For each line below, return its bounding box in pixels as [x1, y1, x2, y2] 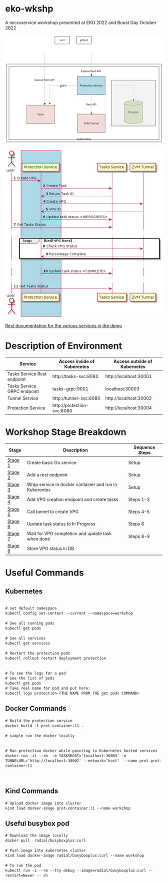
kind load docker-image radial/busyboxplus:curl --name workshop [5, 853, 144, 858]
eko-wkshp [5, 3, 53, 14]
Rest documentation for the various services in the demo [5, 323, 122, 329]
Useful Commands [5, 567, 84, 578]
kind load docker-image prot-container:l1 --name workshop [5, 805, 131, 810]
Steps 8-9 [128, 533, 150, 539]
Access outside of [113, 358, 152, 364]
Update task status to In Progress [26, 521, 96, 527]
